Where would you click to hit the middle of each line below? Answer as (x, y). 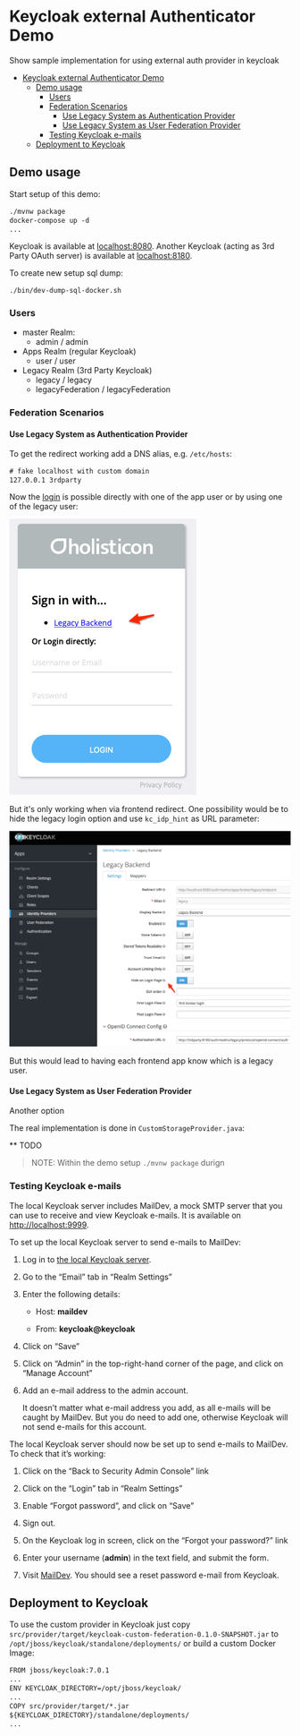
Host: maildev (62, 1311)
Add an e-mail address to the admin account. (105, 1390)
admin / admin (62, 342)
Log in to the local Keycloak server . (87, 1259)
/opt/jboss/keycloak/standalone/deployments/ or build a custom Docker (143, 1644)
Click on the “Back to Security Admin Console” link (116, 1471)
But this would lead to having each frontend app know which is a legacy (142, 1061)
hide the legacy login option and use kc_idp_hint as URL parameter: (134, 819)
